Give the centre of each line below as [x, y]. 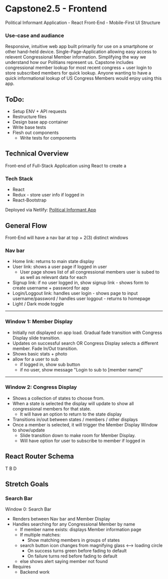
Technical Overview [37, 154]
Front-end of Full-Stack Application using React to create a [66, 165]
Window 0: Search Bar [28, 509]
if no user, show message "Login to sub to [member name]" [81, 369]
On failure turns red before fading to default [72, 556]
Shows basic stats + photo [40, 353]
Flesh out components [35, 132]
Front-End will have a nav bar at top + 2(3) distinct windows [67, 237]
